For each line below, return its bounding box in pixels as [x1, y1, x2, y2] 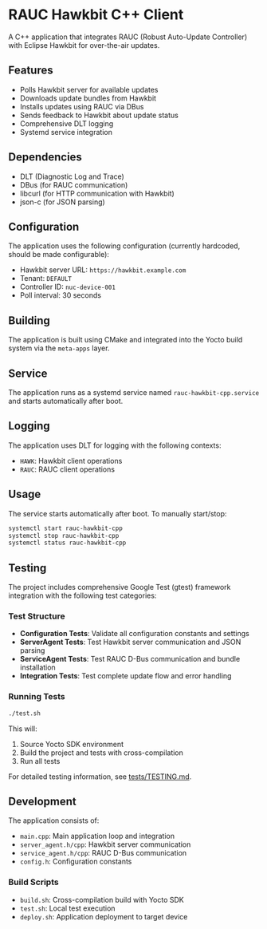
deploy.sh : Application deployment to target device [19, 911, 188, 921]
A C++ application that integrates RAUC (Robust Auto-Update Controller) [8, 32, 248, 42]
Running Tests [8, 691, 65, 702]
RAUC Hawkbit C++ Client [8, 6, 184, 24]
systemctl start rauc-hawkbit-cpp [8, 524, 124, 532]
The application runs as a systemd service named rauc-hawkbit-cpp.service [8, 388, 260, 397]
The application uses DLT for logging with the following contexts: [8, 441, 222, 450]
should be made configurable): [8, 250, 110, 259]
